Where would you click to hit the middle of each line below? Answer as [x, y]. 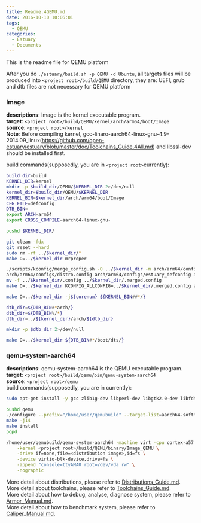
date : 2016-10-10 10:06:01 [40, 17]
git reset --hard [28, 247]
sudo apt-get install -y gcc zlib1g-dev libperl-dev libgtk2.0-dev [92, 399]
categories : [21, 34]
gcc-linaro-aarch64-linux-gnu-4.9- [126, 134]
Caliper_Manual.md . [31, 513]
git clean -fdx [25, 242]
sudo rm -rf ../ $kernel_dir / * [44, 253]
